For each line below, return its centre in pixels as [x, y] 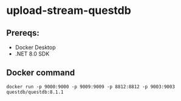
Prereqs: [23, 33]
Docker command [41, 73]
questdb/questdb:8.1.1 [35, 92]
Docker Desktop [35, 47]
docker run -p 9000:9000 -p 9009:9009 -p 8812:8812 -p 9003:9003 [90, 86]
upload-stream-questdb [69, 11]
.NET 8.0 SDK [32, 54]
